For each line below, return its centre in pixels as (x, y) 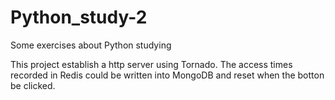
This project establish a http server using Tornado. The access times (151, 64)
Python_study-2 (79, 17)
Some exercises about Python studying (91, 45)
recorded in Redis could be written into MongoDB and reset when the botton (167, 75)
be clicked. (33, 85)
